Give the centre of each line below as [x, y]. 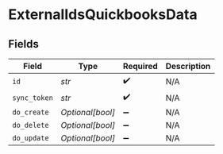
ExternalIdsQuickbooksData [103, 15]
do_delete [31, 125]
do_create [31, 112]
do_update [31, 138]
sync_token [33, 98]
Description [188, 66]
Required [140, 66]
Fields [24, 44]
